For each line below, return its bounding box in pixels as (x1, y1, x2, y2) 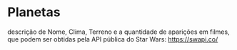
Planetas (7, 4, 61, 20)
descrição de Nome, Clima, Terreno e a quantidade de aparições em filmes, (7, 27, 230, 36)
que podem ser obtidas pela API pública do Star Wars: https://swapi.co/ (7, 35, 218, 43)
